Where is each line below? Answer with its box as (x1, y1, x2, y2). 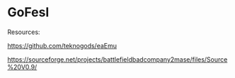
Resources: (7, 28, 40, 36)
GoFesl (7, 4, 50, 21)
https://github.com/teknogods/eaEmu (7, 41, 117, 50)
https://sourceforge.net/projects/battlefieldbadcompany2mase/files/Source (7, 55, 228, 64)
